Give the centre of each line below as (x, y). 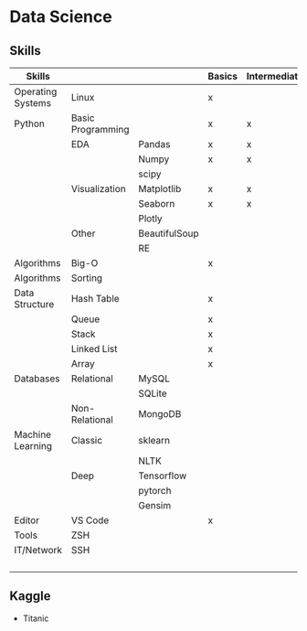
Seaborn (157, 203)
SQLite (153, 393)
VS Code (90, 520)
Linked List (94, 349)
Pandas (154, 144)
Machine (33, 434)
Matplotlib (160, 189)
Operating (36, 91)
